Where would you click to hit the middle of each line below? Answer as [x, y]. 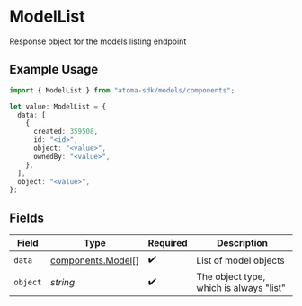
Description [242, 243]
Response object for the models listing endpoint [98, 41]
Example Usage [54, 70]
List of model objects [240, 260]
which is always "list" [241, 288]
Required [168, 243]
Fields [27, 218]
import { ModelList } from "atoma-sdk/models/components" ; [122, 90]
